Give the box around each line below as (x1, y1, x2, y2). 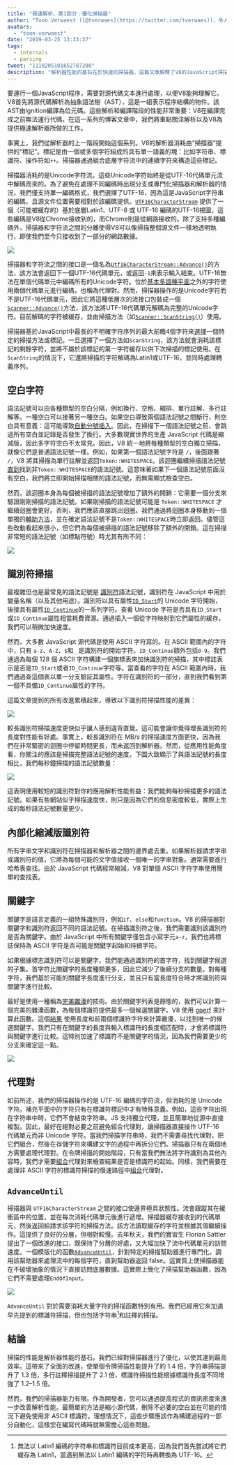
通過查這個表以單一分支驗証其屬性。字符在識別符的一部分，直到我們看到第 (13, 672, 227, 681)
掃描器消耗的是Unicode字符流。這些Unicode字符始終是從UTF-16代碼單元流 (7, 170, 223, 179)
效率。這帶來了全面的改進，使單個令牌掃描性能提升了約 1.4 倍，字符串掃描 (7, 1362, 221, 1370)
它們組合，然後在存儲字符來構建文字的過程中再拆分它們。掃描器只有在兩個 (7, 1140, 221, 1148)
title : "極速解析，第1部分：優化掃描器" (7, 10, 111, 17)
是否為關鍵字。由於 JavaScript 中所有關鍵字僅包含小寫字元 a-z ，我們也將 (7, 932, 216, 941)
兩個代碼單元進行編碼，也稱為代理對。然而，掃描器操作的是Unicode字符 (13, 286, 221, 294)
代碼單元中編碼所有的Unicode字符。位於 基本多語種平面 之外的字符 (31, 277, 221, 286)
